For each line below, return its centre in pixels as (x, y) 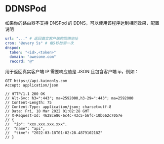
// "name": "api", (25, 129)
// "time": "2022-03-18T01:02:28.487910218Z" (54, 133)
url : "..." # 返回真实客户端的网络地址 (41, 38)
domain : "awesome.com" (33, 57)
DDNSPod (26, 9)
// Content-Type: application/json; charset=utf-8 (58, 107)
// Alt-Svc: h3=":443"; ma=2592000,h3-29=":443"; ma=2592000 (69, 98)
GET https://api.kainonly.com (36, 81)
